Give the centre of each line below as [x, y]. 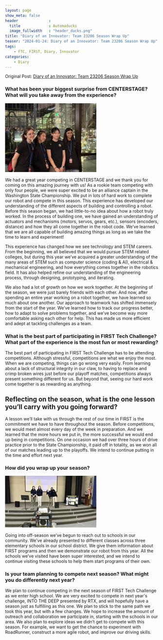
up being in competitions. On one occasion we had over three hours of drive [81, 440]
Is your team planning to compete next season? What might [77, 574]
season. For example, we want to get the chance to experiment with [73, 627]
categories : [17, 57]
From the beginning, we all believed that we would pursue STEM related [77, 251]
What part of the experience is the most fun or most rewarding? [82, 342]
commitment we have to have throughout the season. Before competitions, [80, 424]
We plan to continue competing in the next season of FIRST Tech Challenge [81, 591]
